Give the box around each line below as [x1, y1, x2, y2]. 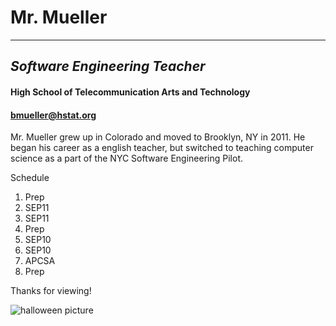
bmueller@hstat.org [10, 109, 97, 121]
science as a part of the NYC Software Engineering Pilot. [10, 152, 243, 165]
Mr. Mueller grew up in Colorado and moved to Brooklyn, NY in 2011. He [10, 131, 306, 143]
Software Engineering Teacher [10, 58, 206, 75]
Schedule [10, 172, 50, 184]
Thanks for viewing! [10, 285, 92, 297]
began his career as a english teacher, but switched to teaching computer [10, 142, 314, 154]
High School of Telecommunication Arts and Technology [10, 86, 251, 98]
